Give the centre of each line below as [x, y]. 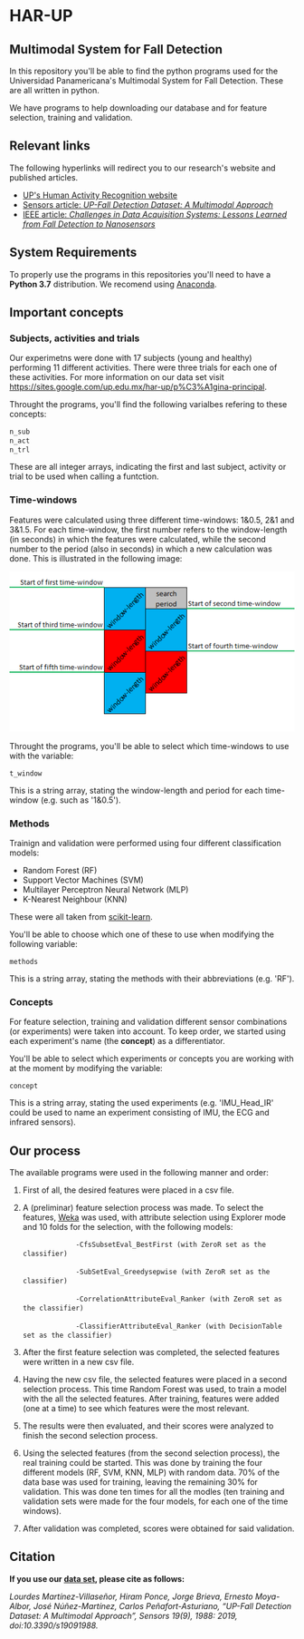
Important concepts [66, 312]
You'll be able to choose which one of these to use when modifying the [142, 934]
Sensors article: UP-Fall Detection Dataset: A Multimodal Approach [148, 204]
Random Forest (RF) [60, 870]
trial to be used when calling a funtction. [85, 476]
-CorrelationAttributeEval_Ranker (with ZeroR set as [179, 1299]
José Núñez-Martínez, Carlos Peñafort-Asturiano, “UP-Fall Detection [162, 1605]
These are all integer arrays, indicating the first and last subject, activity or [148, 467]
